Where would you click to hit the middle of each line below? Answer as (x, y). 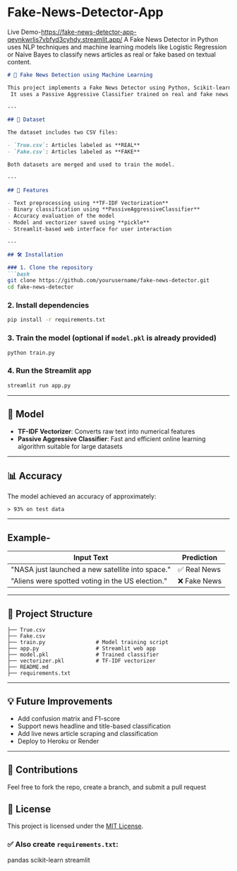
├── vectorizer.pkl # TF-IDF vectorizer (82, 661)
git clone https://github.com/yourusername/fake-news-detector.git (109, 281)
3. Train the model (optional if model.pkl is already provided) (112, 338)
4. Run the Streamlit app (49, 370)
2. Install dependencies (48, 305)
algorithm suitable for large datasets (70, 446)
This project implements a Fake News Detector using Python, (99, 88)
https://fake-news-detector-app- (89, 32)
